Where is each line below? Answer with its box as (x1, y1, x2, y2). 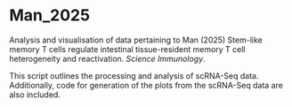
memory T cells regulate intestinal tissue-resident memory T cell (9, 43, 246, 54)
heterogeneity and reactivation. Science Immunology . (9, 53, 207, 64)
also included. (9, 89, 61, 100)
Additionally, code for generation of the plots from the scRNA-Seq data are (9, 80, 283, 90)
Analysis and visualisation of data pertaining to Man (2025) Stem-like (9, 34, 263, 45)
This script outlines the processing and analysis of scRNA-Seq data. (9, 70, 259, 80)
